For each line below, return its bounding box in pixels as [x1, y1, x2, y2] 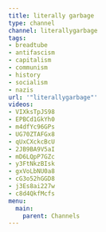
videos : [8, 100, 34, 108]
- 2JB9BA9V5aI [8, 145, 56, 153]
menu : [8, 197, 26, 205]
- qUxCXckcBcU [8, 137, 56, 146]
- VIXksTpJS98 [8, 108, 56, 116]
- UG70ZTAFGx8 [8, 130, 56, 138]
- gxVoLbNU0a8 [8, 167, 56, 175]
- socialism [8, 78, 48, 86]
